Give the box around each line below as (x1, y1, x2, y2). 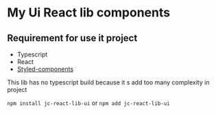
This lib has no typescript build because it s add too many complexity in (7, 78, 210, 87)
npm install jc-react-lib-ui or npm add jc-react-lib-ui (7, 99, 170, 107)
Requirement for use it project (7, 32, 138, 44)
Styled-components (16, 65, 74, 73)
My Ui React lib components (7, 5, 170, 21)
